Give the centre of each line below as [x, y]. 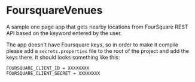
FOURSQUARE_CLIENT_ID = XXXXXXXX [48, 68]
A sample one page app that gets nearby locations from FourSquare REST [97, 27]
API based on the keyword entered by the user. [64, 33]
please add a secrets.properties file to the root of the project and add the [98, 51]
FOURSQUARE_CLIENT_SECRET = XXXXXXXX [53, 73]
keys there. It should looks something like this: [63, 57]
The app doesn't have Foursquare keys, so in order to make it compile [92, 45]
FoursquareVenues [54, 10]
